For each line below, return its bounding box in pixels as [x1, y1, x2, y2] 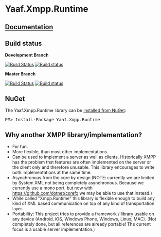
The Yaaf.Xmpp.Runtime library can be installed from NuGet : [5, 108, 126, 113]
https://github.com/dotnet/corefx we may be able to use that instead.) [12, 190, 152, 196]
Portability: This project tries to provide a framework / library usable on [12, 211, 154, 217]
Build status [5, 39, 42, 47]
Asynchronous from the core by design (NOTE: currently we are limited [12, 175, 155, 181]
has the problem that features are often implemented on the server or [12, 159, 151, 165]
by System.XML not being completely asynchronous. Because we [12, 180, 144, 186]
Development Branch [5, 52, 49, 58]
